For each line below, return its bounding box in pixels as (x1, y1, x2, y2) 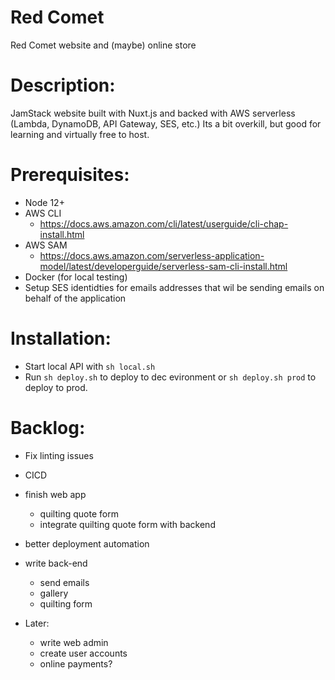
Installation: (10, 327, 112, 350)
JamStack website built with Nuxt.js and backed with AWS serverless (10, 107, 296, 119)
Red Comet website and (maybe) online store (10, 39, 197, 51)
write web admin (39, 636, 109, 648)
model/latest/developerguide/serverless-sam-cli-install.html (39, 260, 288, 272)
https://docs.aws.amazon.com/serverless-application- (39, 249, 265, 261)
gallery (39, 587, 69, 599)
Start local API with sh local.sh (24, 360, 156, 372)
